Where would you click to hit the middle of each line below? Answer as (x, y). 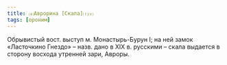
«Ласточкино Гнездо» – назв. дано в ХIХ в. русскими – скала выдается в (114, 47)
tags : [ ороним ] (29, 20)
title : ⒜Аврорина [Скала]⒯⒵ (50, 13)
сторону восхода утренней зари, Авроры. (69, 54)
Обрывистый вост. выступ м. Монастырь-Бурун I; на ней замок (100, 39)
